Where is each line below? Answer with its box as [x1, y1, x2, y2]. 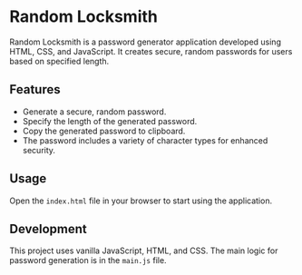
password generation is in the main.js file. [9, 255, 167, 266]
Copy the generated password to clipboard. [22, 125, 186, 136]
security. [22, 144, 56, 155]
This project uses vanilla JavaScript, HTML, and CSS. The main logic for [9, 245, 278, 256]
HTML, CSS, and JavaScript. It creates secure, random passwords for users [9, 45, 293, 56]
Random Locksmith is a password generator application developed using [9, 36, 281, 47]
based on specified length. [9, 55, 110, 66]
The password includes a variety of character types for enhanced [22, 134, 268, 146]
